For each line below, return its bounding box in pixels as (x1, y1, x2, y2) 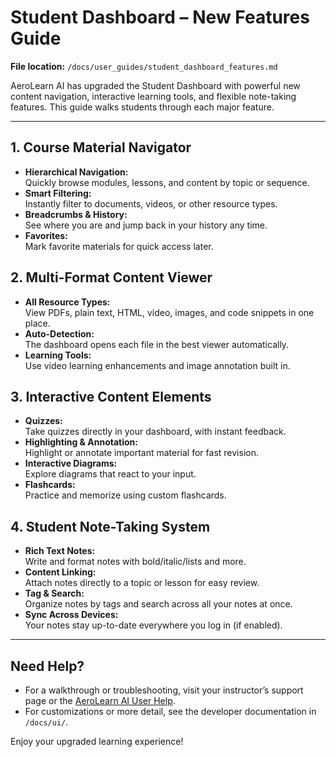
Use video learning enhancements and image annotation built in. (24, 359, 291, 371)
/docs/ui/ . (24, 716, 69, 728)
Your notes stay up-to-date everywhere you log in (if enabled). (24, 619, 283, 631)
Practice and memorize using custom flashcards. (24, 489, 227, 501)
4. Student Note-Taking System (10, 518, 211, 535)
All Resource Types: (24, 296, 111, 308)
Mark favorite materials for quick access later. (24, 240, 214, 252)
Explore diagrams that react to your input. (24, 468, 197, 480)
